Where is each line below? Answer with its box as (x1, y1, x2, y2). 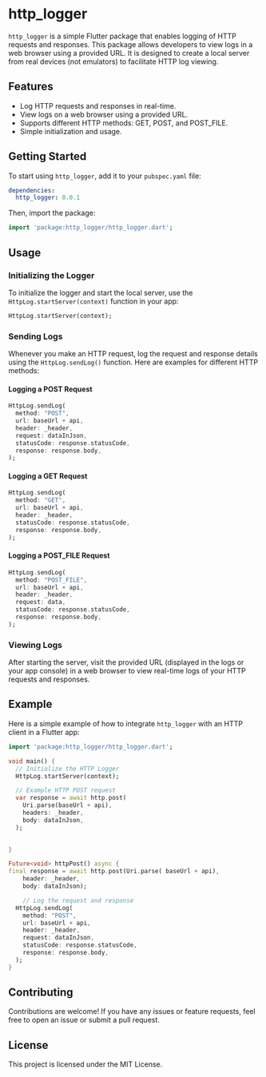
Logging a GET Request (8, 471, 88, 480)
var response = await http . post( (15, 794, 127, 802)
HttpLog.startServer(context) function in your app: (8, 296, 179, 306)
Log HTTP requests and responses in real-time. (19, 101, 177, 110)
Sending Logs (8, 331, 63, 342)
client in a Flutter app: (8, 727, 80, 737)
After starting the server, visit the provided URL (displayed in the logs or (8, 658, 244, 667)
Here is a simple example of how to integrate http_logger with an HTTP (8, 718, 244, 728)
